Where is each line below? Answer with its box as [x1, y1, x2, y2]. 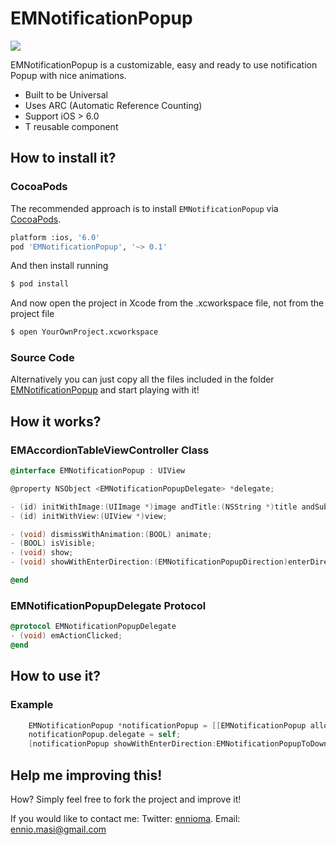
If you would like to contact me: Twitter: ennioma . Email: [10, 813, 241, 825]
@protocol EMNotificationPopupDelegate [10, 622, 177, 632]
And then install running [10, 260, 109, 272]
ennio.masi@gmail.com [10, 823, 107, 836]
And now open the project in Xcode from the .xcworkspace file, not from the [10, 297, 325, 309]
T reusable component [24, 120, 119, 132]
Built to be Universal [24, 88, 108, 101]
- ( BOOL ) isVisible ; [10, 538, 97, 549]
